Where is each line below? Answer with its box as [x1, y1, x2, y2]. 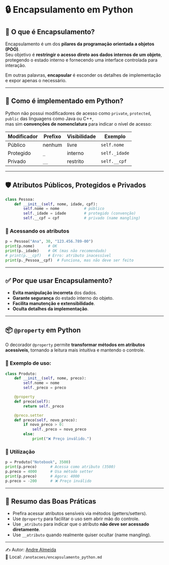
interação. [5, 63, 26, 68]
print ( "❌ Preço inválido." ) [32, 436, 92, 441]
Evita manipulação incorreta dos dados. [12, 290, 97, 296]
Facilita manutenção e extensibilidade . [12, 301, 96, 307]
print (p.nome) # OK [5, 244, 57, 249]
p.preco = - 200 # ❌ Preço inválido [5, 478, 92, 483]
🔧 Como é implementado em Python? [5, 97, 124, 105]
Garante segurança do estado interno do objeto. [12, 295, 114, 301]
